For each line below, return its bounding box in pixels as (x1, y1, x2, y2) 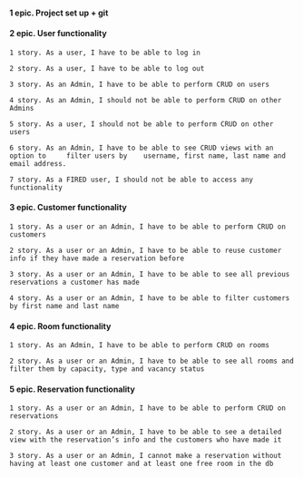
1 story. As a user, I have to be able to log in (9, 48, 201, 57)
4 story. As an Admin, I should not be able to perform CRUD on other (9, 95, 282, 104)
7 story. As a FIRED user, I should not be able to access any (9, 175, 254, 184)
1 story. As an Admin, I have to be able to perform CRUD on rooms (9, 341, 270, 350)
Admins (9, 103, 34, 112)
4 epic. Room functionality (9, 320, 112, 331)
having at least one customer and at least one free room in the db (9, 459, 274, 469)
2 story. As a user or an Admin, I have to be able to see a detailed (9, 427, 282, 437)
